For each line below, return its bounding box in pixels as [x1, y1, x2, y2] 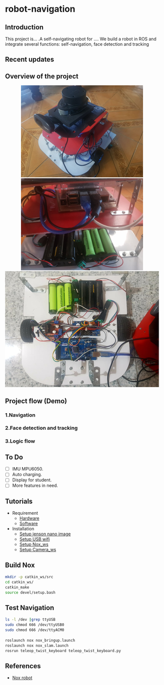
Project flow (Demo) [5, 396, 67, 405]
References [5, 661, 41, 670]
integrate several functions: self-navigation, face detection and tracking [5, 41, 149, 47]
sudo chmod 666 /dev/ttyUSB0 [5, 622, 64, 628]
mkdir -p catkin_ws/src [5, 575, 54, 580]
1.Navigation [5, 411, 36, 418]
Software [19, 521, 38, 527]
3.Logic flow [5, 438, 35, 445]
